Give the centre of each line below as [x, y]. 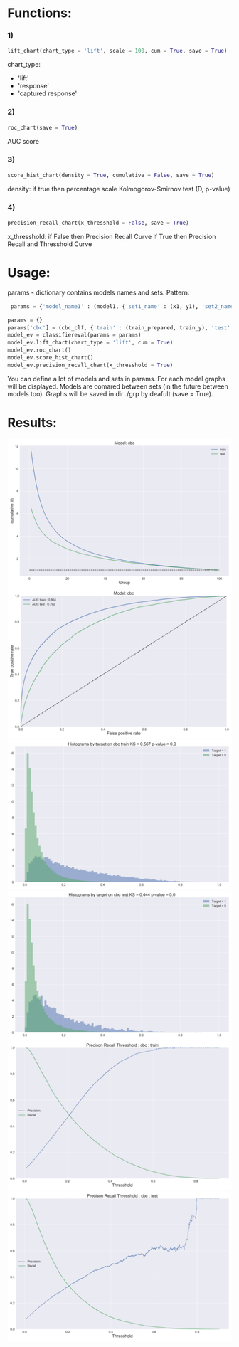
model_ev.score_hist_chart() [51, 358]
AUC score [23, 141]
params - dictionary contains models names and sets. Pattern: [99, 292]
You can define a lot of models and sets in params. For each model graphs [116, 379]
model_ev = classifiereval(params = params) [74, 335]
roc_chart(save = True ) [43, 127]
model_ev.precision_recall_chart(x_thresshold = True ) [90, 365]
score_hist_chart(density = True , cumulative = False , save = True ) [111, 175]
